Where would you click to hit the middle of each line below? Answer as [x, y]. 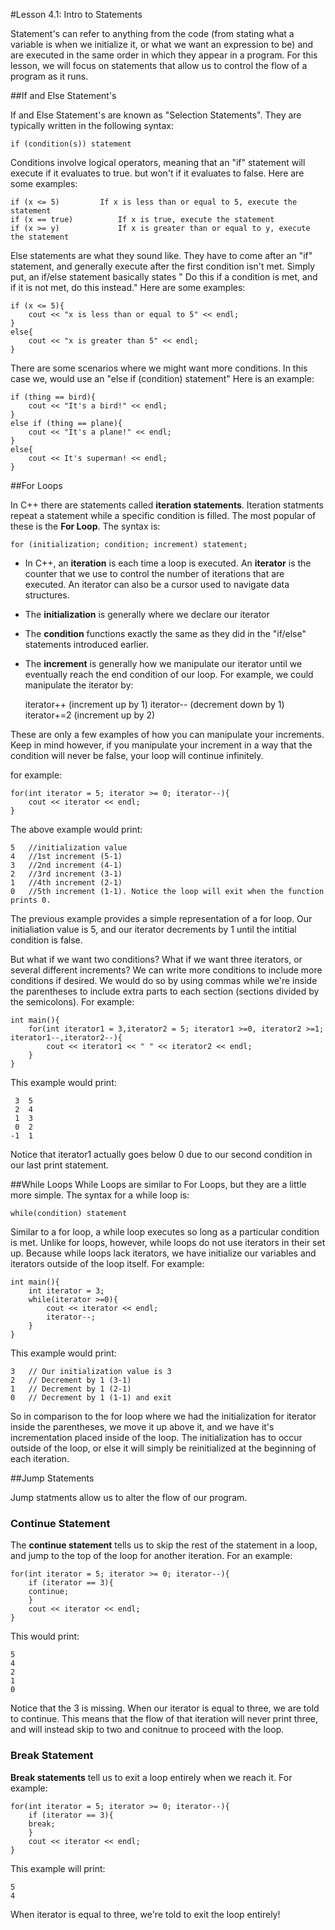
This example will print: [58, 1868]
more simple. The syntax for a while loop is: [100, 1195]
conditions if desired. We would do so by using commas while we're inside [164, 980]
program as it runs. [49, 76]
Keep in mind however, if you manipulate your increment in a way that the [161, 745]
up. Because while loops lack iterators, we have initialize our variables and [163, 1253]
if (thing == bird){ [53, 397]
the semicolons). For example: [72, 1002]
